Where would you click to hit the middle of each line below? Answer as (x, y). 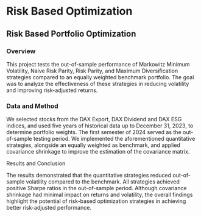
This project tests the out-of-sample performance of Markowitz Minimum (98, 64)
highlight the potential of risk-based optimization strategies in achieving (96, 201)
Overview (21, 51)
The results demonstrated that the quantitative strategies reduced (89, 176)
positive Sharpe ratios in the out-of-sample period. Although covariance (97, 188)
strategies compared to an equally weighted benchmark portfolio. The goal (100, 77)
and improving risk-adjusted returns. (52, 90)
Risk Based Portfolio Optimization (71, 34)
